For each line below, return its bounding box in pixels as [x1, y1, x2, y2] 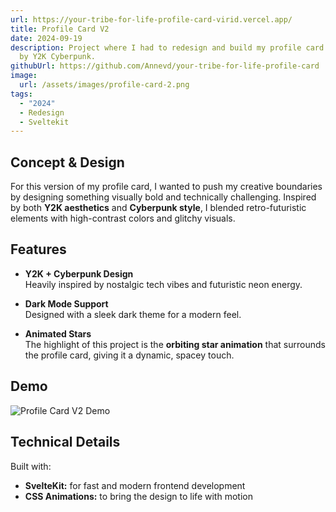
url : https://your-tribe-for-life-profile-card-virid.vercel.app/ [10, 14, 293, 25]
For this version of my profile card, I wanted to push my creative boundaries [10, 181, 323, 193]
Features [10, 241, 67, 258]
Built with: [10, 460, 52, 472]
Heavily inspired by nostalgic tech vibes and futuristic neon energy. [24, 278, 303, 290]
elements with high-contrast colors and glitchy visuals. [10, 212, 236, 225]
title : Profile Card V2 [10, 24, 110, 34]
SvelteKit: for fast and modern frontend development [24, 479, 246, 491]
